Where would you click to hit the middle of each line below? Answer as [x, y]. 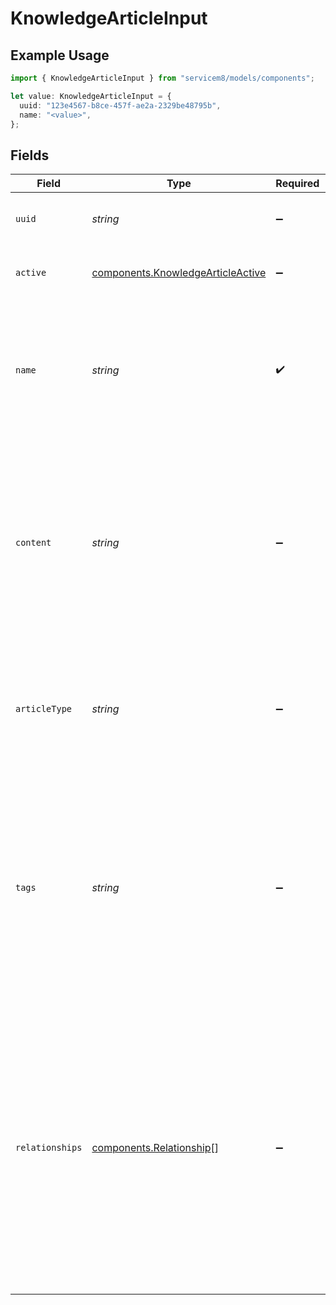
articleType [44, 709]
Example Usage [60, 55]
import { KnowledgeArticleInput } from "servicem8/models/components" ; [162, 78]
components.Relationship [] [155, 1148]
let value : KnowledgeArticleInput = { [91, 96]
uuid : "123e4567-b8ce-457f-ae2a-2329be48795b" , [120, 105]
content [33, 543]
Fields [30, 155]
